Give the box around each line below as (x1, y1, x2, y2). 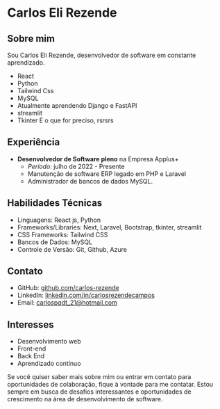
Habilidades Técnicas (7, 197, 103, 209)
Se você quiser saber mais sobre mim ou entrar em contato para (7, 373, 192, 381)
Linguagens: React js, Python (17, 216, 101, 224)
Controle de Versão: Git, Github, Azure (17, 245, 127, 253)
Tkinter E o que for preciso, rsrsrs (17, 116, 114, 125)
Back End (17, 352, 45, 360)
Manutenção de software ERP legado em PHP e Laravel (27, 169, 187, 178)
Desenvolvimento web (17, 337, 81, 346)
